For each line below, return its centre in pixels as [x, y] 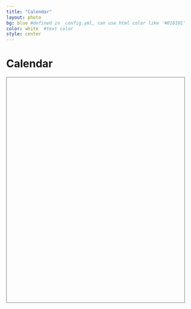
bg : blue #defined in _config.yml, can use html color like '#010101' [96, 23]
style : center [24, 34]
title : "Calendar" [29, 12]
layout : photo [24, 17]
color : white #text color [40, 28]
